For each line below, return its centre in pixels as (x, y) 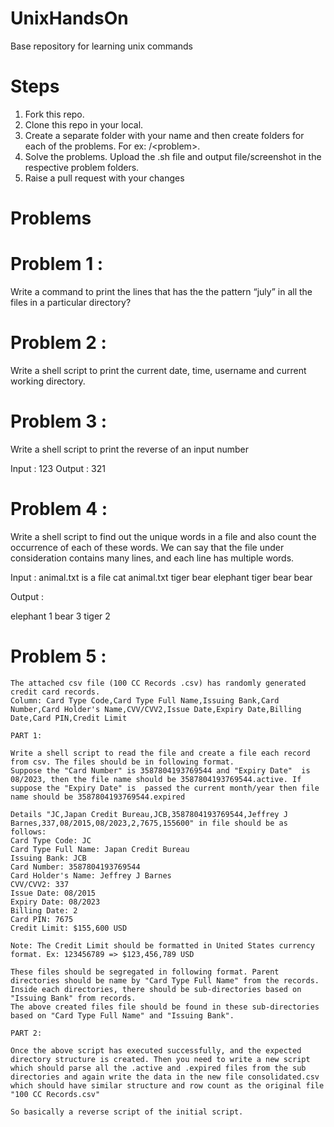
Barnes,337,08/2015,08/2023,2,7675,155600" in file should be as (149, 823)
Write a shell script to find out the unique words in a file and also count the (163, 536)
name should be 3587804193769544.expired (98, 797)
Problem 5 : (58, 656)
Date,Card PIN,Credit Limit (69, 718)
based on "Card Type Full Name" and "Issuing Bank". (122, 1015)
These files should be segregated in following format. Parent (145, 972)
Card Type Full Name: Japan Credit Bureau (100, 849)
